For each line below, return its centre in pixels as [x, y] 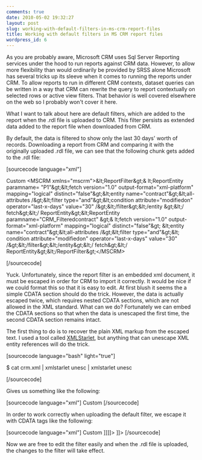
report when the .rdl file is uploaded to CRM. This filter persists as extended [100, 120]
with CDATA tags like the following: [49, 421]
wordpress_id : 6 [27, 40]
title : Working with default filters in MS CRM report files [85, 34]
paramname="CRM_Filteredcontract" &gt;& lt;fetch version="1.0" [87, 219]
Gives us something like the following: [53, 391]
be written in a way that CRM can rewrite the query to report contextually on [101, 89]
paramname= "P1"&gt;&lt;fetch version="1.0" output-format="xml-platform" [100, 187]
